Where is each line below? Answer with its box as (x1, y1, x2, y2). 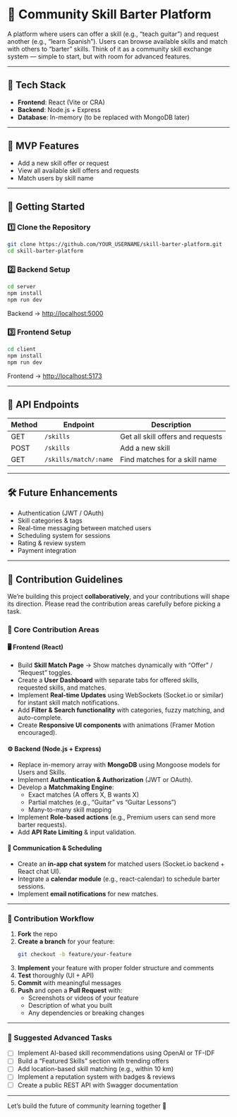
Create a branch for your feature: (17, 937, 115, 946)
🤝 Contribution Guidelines (7, 573, 123, 585)
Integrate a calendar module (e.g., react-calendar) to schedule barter (17, 874, 220, 883)
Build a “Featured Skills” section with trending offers (17, 1057, 169, 1066)
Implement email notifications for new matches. (17, 889, 159, 898)
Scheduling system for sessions (17, 532, 111, 540)
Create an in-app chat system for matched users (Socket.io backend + (17, 860, 225, 868)
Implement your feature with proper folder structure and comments (17, 963, 214, 972)
